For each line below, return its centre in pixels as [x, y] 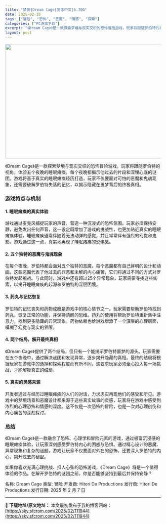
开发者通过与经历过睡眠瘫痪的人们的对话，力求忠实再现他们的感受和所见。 [81, 394]
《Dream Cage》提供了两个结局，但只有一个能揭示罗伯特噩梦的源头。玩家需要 [83, 351]
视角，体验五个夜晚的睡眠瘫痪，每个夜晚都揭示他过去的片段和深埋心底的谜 [81, 172]
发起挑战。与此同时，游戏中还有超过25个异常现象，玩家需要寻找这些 [83, 278]
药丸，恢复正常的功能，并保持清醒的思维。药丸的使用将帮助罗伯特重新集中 [81, 315]
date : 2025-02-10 [23, 14]
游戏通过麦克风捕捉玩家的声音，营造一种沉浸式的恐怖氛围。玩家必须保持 [79, 223]
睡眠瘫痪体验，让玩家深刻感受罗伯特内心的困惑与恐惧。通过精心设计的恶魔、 [83, 444]
